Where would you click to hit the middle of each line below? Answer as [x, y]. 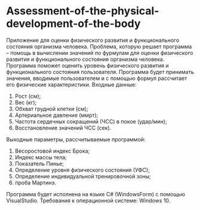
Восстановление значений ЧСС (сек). [63, 128]
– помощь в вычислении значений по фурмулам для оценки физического [100, 52]
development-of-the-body [73, 24]
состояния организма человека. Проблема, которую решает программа [99, 47]
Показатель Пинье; [39, 163]
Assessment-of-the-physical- [83, 11]
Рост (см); [28, 96]
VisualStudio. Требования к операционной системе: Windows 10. [88, 200]
